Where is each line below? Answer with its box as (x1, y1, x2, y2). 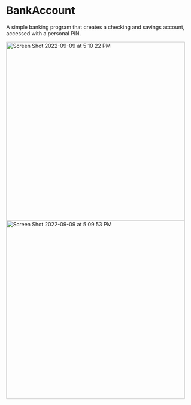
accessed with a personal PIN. (6, 29, 81, 37)
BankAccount (6, 4, 75, 17)
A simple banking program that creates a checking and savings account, (6, 23, 185, 31)
